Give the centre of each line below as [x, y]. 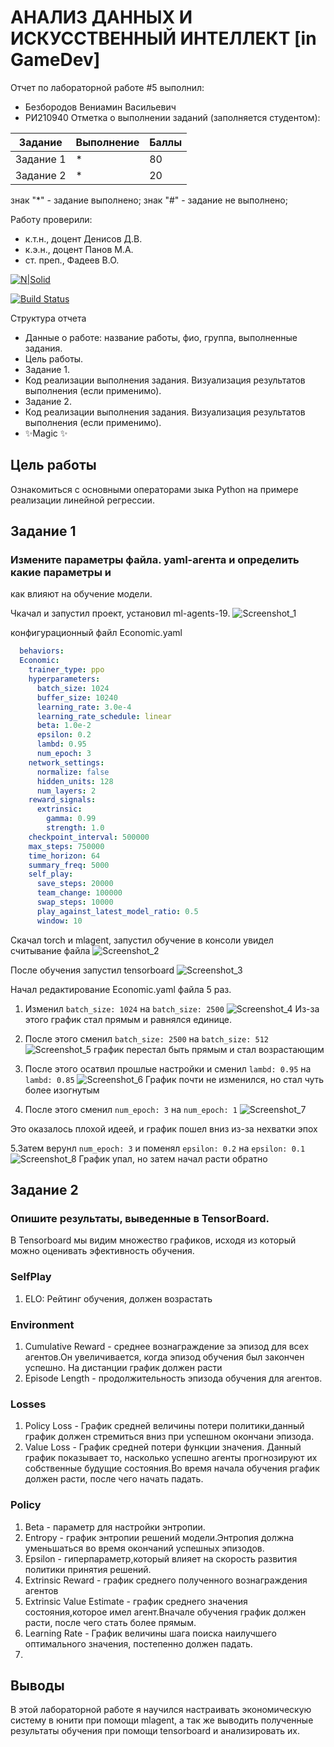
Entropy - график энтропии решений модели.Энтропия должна [159, 1537]
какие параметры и [61, 573]
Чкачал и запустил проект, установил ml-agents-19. [120, 613]
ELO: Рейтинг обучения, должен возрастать [118, 1298]
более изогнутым [62, 1090]
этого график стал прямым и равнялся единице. [128, 1019]
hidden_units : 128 [75, 781]
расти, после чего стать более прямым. [110, 1622]
